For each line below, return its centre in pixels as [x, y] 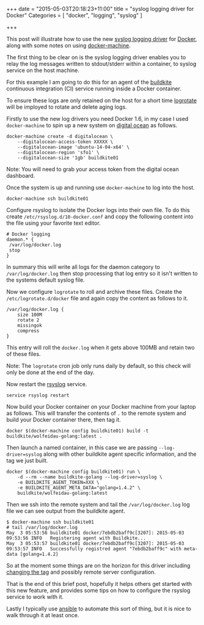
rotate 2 [28, 320]
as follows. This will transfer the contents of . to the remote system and [96, 413]
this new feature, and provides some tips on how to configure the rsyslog [98, 590]
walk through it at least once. [43, 615]
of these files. [24, 354]
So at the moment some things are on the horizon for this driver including [98, 565]
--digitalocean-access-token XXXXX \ [65, 142]
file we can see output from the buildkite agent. [66, 511]
